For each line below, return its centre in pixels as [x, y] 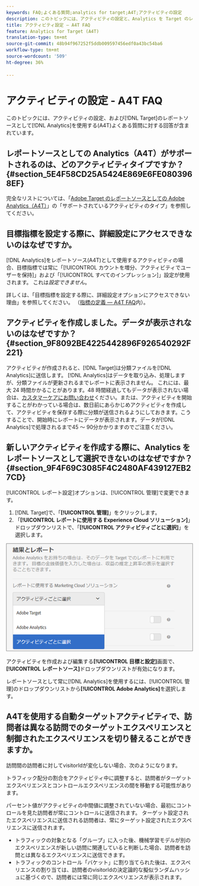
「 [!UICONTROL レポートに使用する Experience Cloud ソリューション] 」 [102, 520]
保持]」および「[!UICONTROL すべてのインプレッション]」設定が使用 [106, 275]
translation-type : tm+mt [37, 38]
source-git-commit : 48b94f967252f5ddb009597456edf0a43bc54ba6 [84, 44]
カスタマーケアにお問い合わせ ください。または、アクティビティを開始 [107, 397]
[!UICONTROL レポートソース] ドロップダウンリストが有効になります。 [92, 669]
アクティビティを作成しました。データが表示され [95, 323]
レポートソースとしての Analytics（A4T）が [87, 153]
